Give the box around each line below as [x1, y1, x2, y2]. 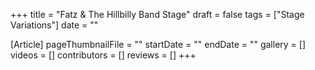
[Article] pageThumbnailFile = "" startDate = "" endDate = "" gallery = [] [10, 39, 307, 50]
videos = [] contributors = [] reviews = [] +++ [10, 49, 197, 61]
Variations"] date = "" [10, 19, 99, 31]
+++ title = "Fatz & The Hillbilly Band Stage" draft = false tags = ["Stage [10, 9, 305, 20]
